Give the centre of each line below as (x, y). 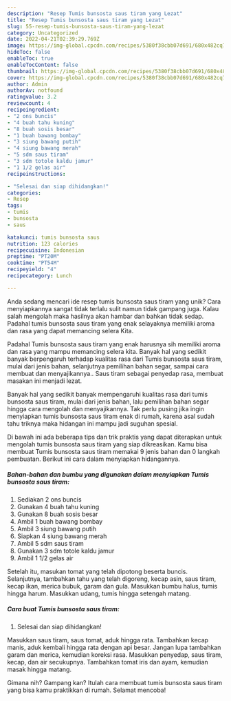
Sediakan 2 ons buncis (49, 499)
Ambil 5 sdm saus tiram (50, 543)
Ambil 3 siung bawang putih (57, 529)
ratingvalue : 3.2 (32, 97)
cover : (16, 78)
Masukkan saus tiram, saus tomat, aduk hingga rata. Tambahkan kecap (108, 640)
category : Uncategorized (43, 33)
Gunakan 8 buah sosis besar (57, 514)
